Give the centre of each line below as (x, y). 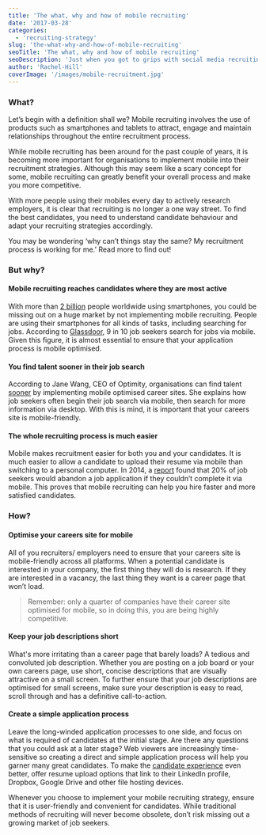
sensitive (23, 757)
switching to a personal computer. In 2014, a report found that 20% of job (128, 470)
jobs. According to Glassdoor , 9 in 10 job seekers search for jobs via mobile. (132, 332)
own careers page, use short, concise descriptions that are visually (118, 670)
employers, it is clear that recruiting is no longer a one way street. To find (127, 209)
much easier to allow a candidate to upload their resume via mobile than (125, 462)
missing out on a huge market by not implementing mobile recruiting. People (133, 315)
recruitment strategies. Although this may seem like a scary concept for (125, 168)
